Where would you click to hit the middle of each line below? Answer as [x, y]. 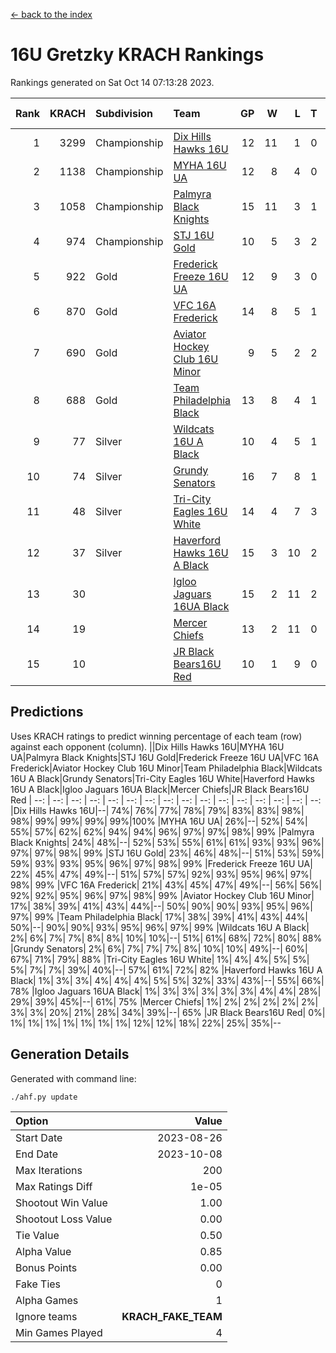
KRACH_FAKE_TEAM [172, 1316]
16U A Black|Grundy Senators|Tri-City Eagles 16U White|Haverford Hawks [162, 778]
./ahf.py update [44, 1097]
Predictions [47, 712]
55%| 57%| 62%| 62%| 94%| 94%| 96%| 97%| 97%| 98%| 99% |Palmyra [162, 831]
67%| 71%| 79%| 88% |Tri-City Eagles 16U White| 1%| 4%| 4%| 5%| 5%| [160, 959]
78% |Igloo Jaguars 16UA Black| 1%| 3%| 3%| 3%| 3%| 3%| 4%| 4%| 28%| [166, 991]
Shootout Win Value [61, 1202]
